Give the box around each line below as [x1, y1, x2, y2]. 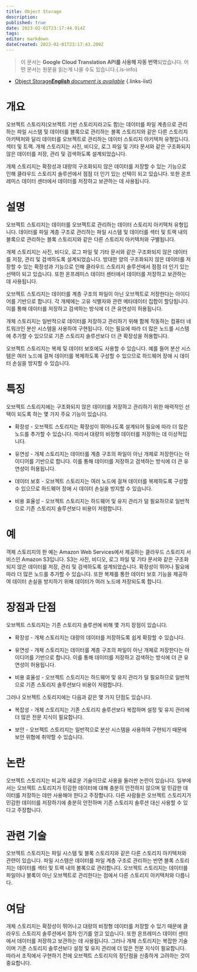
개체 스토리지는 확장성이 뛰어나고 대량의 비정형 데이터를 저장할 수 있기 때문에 [6, 922, 182, 930]
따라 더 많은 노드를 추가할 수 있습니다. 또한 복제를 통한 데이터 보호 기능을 [6, 570, 172, 577]
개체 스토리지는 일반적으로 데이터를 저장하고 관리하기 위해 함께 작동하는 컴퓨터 [6, 317, 185, 324]
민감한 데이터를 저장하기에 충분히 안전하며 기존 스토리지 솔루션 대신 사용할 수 [6, 799, 182, 806]
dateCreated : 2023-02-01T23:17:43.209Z [6, 42, 104, 48]
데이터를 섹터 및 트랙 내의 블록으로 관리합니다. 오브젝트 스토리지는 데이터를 [16, 865, 188, 872]
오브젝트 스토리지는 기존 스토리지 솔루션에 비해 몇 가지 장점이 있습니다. [6, 621, 168, 628]
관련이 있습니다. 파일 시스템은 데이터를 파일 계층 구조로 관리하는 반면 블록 [6, 857, 174, 864]
